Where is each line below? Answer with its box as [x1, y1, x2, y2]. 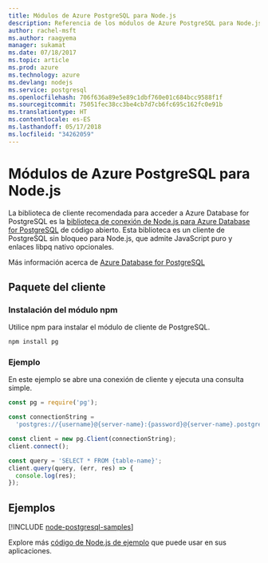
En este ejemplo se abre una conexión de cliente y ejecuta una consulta [8, 375, 245, 384]
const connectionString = [8, 413, 94, 421]
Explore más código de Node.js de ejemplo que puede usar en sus [8, 537, 227, 547]
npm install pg [8, 338, 59, 346]
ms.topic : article [8, 57, 69, 65]
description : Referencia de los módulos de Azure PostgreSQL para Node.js [8, 19, 262, 27]
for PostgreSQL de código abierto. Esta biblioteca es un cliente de [8, 225, 225, 234]
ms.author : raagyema [8, 33, 77, 42]
